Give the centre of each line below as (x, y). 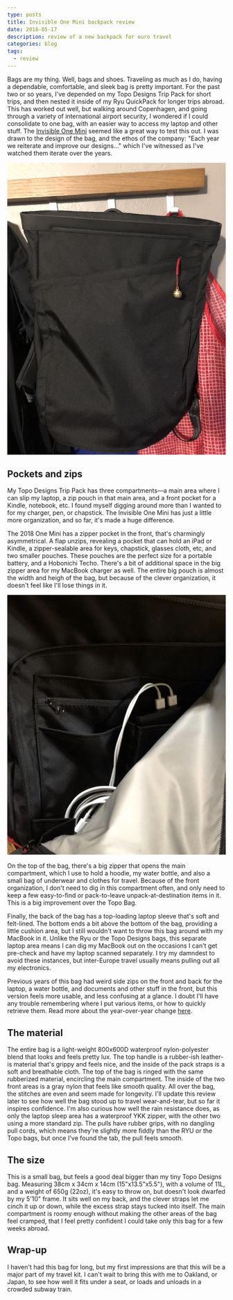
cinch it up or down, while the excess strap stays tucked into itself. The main (116, 1206)
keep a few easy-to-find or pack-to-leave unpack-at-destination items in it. (114, 896)
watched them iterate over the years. (60, 153)
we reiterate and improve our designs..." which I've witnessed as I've (105, 145)
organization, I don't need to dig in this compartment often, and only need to (116, 888)
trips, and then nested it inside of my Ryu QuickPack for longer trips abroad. (116, 101)
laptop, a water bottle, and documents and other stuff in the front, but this (112, 989)
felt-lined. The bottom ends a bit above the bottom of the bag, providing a (112, 923)
